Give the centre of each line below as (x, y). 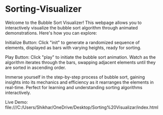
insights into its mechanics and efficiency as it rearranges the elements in (79, 82)
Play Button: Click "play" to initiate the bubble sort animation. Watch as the (81, 57)
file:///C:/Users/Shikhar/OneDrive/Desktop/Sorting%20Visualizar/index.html (82, 107)
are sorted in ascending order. (36, 68)
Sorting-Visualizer (43, 9)
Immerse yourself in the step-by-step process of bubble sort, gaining (75, 77)
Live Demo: (16, 102)
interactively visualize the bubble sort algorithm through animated (72, 27)
